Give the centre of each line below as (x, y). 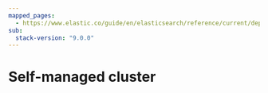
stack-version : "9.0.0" (55, 38)
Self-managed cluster (82, 77)
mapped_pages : (32, 15)
